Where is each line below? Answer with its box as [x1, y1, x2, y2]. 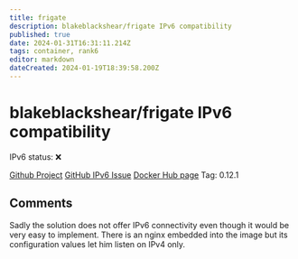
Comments [9, 196, 73, 211]
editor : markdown [9, 55, 75, 64]
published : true [9, 30, 70, 39]
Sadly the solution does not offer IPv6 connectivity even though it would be [9, 219, 290, 230]
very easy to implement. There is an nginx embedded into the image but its [9, 229, 288, 240]
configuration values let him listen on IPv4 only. [9, 238, 186, 249]
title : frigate [9, 13, 67, 23]
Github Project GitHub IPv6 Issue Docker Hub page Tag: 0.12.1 [9, 169, 239, 180]
